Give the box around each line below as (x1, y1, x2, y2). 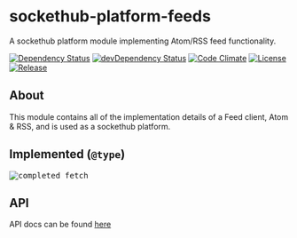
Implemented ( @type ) (9, 147, 126, 162)
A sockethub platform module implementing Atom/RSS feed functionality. (9, 36, 277, 46)
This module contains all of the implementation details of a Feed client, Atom (9, 111, 289, 122)
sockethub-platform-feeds (9, 6, 211, 27)
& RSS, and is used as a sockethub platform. (9, 121, 171, 131)
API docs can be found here (9, 219, 112, 230)
